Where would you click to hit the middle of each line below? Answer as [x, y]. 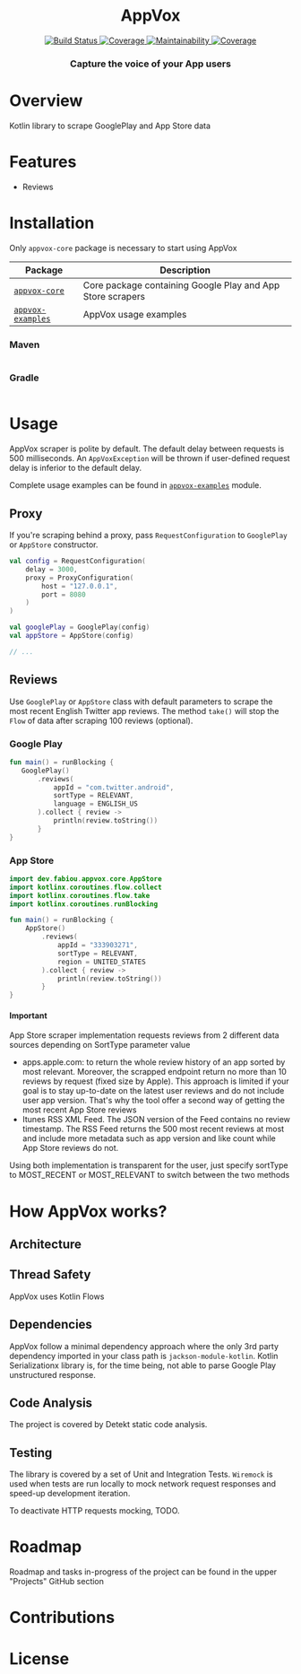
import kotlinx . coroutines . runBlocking [84, 904]
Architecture [46, 1244]
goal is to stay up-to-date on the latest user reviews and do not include [153, 1091]
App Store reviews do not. [70, 1148]
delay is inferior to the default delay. [76, 468]
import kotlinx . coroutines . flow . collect [86, 887]
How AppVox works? [88, 1211]
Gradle [24, 378]
